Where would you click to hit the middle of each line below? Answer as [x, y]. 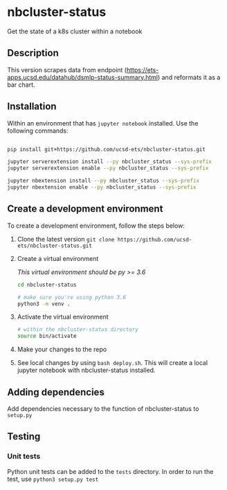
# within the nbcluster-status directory [78, 330]
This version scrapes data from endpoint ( [67, 69]
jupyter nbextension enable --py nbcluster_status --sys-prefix [102, 187]
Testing [24, 437]
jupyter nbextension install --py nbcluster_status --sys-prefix [103, 181]
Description [33, 53]
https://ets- [143, 69]
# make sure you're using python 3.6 [72, 297]
